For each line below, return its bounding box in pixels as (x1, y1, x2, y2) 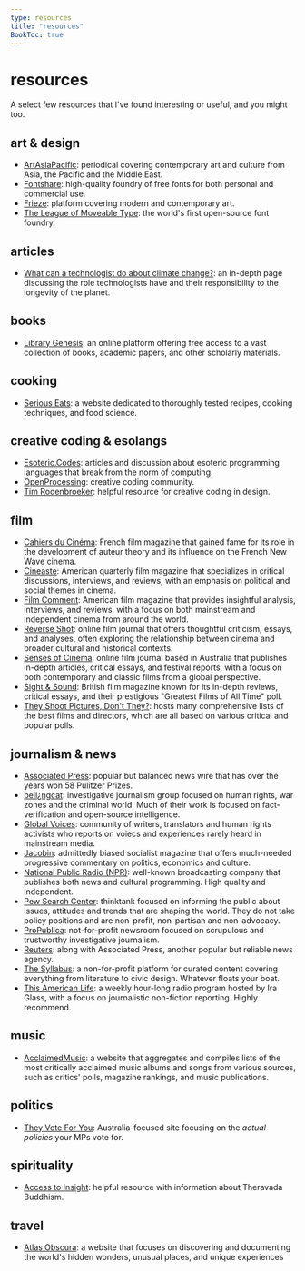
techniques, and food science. (23, 407, 137, 418)
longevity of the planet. (23, 287, 111, 298)
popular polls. (23, 720, 75, 731)
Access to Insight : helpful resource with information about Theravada (23, 1182, 283, 1193)
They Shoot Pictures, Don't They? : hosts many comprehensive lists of (23, 701, 284, 712)
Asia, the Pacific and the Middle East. (23, 169, 163, 180)
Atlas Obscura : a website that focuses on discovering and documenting (23, 1242, 291, 1253)
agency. (23, 954, 54, 964)
